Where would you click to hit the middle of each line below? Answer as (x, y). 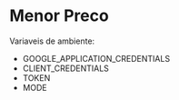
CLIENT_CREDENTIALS (65, 68)
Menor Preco (59, 16)
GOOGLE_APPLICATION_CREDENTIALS (96, 58)
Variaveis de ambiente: (52, 41)
